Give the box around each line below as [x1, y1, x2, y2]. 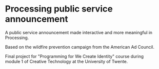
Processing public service [5, 3, 113, 14]
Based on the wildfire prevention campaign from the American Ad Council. [5, 44, 155, 50]
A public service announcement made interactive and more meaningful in [5, 29, 153, 35]
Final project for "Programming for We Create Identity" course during [5, 53, 144, 59]
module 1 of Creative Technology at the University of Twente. [5, 58, 128, 64]
